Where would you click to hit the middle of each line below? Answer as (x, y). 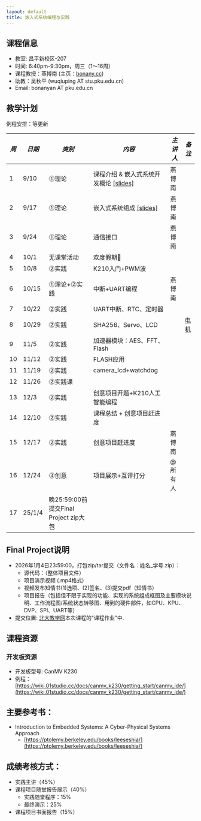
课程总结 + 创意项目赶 (124, 413)
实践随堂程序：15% (48, 797)
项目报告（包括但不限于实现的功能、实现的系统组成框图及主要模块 (105, 595)
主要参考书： (30, 712)
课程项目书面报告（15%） (46, 812)
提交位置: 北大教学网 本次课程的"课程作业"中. (69, 618)
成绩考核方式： (34, 766)
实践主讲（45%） (36, 782)
